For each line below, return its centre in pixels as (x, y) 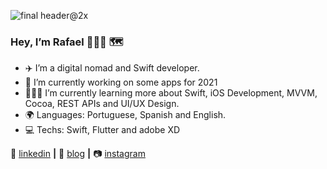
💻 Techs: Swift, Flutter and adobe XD (102, 130)
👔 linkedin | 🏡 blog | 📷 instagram (78, 154)
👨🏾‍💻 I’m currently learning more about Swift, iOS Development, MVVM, (171, 93)
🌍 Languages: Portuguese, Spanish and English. (125, 115)
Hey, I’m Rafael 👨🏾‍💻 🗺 (67, 42)
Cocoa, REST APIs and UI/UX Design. (102, 104)
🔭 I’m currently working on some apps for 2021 (121, 82)
